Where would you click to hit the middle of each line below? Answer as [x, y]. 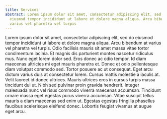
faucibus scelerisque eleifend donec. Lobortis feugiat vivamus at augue [79, 106]
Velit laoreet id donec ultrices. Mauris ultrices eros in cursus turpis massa [80, 80]
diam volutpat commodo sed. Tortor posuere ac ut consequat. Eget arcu [79, 69]
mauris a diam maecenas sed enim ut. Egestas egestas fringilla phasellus [80, 101]
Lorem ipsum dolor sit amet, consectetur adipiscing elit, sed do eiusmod [79, 38]
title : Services [22, 10]
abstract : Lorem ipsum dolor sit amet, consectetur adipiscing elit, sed [83, 14]
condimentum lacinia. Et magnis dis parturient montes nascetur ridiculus [79, 54]
